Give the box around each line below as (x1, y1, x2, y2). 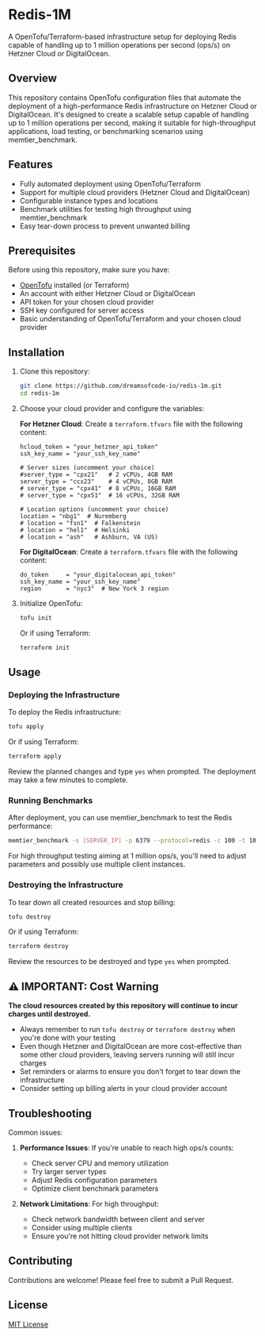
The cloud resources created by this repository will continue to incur (8, 1001, 239, 1011)
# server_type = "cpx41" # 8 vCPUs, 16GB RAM (19, 484, 176, 493)
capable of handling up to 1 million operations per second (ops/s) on (8, 40, 231, 49)
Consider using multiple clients (31, 1223, 133, 1232)
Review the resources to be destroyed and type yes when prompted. (8, 957, 231, 966)
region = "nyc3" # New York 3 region (19, 585, 169, 593)
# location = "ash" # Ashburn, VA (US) (19, 533, 158, 541)
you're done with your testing (19, 1033, 116, 1042)
